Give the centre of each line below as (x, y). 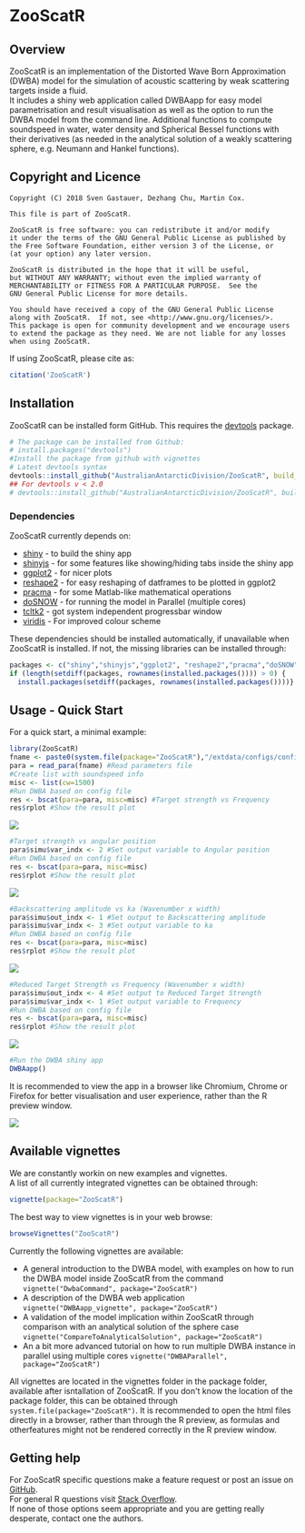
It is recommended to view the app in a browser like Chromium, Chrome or (148, 1086)
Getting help (45, 1458)
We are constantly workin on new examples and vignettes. (119, 1173)
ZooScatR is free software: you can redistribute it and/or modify (140, 230)
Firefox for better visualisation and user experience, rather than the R (138, 1095)
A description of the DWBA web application (103, 1297)
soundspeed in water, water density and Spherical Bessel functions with (144, 129)
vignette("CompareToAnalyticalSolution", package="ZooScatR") (143, 1337)
